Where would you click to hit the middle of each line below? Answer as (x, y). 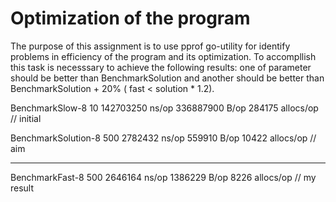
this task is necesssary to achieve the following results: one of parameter (161, 67)
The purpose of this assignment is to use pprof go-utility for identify (150, 46)
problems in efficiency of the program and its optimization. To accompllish (163, 56)
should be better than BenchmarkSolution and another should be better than (167, 78)
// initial (26, 118)
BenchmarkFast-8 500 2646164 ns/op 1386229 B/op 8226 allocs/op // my (163, 177)
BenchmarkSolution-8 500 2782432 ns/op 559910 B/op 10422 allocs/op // (163, 138)
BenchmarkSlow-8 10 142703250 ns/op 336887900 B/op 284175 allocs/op (164, 108)
